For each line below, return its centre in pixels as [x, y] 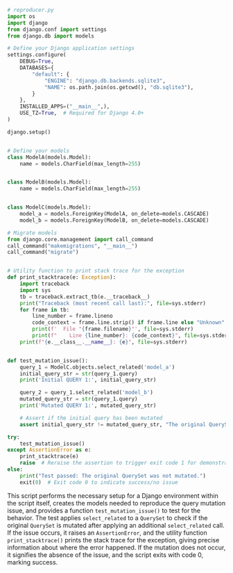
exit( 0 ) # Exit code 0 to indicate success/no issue [99, 482]
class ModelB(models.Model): [49, 182]
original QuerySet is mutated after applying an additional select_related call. [116, 525]
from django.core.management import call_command [80, 239]
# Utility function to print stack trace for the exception [96, 271]
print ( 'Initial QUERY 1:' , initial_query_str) [88, 380]
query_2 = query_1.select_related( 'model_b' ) [87, 393]
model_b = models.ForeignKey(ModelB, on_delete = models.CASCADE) [114, 220]
